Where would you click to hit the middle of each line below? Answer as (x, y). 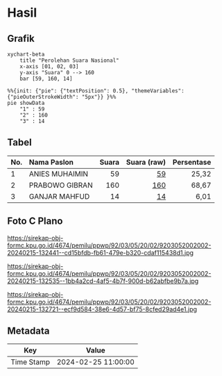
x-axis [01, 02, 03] (49, 67)
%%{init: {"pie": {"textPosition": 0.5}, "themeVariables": (96, 91)
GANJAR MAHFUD (59, 196)
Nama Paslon (51, 162)
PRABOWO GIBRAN (61, 185)
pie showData (26, 103)
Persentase (192, 162)
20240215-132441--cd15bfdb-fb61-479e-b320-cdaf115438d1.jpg (101, 252)
